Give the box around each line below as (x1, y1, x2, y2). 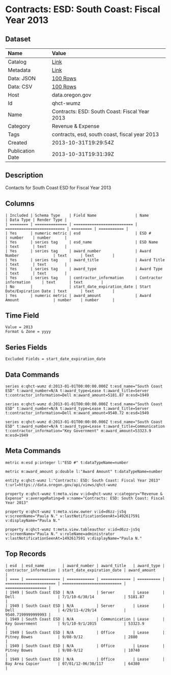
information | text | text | (5, 279, 103, 285)
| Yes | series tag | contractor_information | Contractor (5, 275, 163, 280)
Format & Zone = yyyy (5, 329, 51, 334)
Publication (8, 148, 35, 154)
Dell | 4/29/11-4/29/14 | (5, 607, 126, 613)
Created (8, 139, 27, 146)
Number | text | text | (5, 253, 115, 258)
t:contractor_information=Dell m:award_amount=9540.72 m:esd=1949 (5, 411, 149, 416)
